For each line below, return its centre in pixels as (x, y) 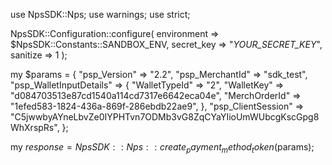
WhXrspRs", (35, 127)
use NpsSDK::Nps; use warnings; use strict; (100, 14)
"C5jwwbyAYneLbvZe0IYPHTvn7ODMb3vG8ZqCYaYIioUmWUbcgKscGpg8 (165, 117)
